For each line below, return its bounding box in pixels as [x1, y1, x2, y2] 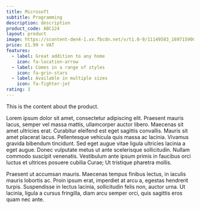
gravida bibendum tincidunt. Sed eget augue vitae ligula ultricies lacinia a [6, 140, 186, 147]
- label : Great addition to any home [11, 53, 105, 59]
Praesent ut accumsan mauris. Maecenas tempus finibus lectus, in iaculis [6, 170, 186, 177]
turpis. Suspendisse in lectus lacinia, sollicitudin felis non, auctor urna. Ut [6, 183, 186, 190]
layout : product [6, 31, 46, 37]
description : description [6, 20, 70, 26]
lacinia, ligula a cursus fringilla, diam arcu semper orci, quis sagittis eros [6, 189, 183, 196]
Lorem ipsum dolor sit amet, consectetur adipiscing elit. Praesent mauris [6, 114, 184, 121]
